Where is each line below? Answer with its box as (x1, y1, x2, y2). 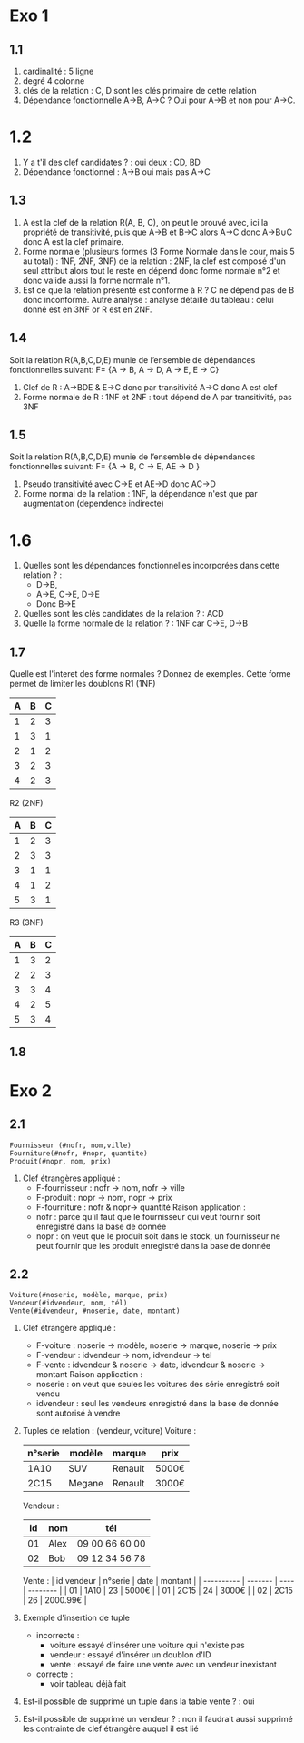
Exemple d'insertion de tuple (22, 1612, 130, 1624)
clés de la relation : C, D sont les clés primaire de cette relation (22, 86, 257, 96)
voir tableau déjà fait (49, 1678, 127, 1689)
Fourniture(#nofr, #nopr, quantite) (9, 1148, 148, 1158)
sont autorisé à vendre (35, 1407, 121, 1419)
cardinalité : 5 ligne (22, 65, 94, 76)
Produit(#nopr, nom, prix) (9, 1156, 112, 1165)
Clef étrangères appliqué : (22, 1173, 121, 1184)
